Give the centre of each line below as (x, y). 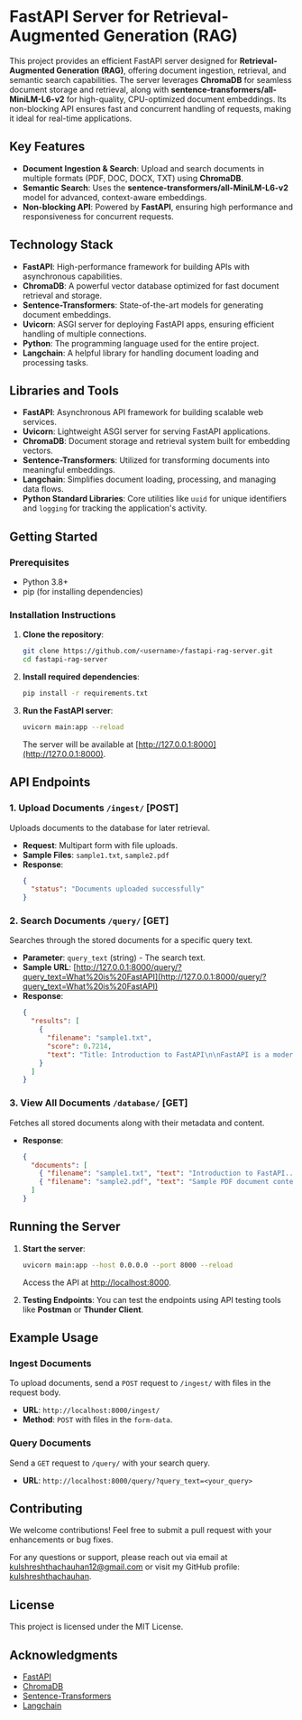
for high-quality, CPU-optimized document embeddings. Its (176, 99)
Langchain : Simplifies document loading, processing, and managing (149, 479)
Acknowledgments (64, 1655)
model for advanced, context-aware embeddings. (114, 197)
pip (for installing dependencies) (83, 592)
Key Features (47, 147)
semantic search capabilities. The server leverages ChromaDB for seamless (151, 79)
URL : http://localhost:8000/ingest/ (91, 1410)
